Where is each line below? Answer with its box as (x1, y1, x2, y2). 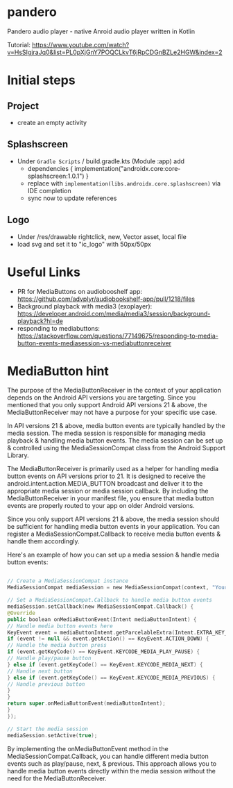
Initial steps (7, 72, 76, 88)
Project (7, 100, 40, 112)
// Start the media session (7, 725, 89, 732)
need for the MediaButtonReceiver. (7, 774, 107, 782)
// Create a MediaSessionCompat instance (7, 577, 129, 584)
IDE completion (27, 186, 71, 195)
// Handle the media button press (7, 642, 107, 649)
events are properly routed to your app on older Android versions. (7, 502, 196, 510)
